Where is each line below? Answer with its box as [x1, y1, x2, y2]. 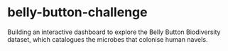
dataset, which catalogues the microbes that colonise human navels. [7, 35, 208, 43]
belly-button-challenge [7, 4, 148, 21]
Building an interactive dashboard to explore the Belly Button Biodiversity [7, 28, 221, 36]
